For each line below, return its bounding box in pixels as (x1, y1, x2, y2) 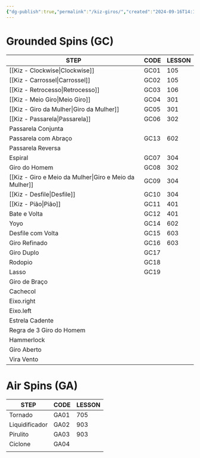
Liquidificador (9, 420, 48, 429)
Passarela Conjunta (9, 124, 64, 133)
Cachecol (9, 287, 36, 296)
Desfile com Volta (9, 229, 58, 237)
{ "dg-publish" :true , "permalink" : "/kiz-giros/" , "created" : (6, 8, 153, 15)
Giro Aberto (9, 345, 42, 354)
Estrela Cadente (9, 316, 54, 324)
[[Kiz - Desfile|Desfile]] (9, 190, 76, 198)
